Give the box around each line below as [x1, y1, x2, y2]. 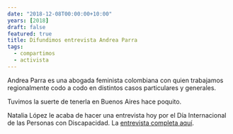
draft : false [7, 23, 46, 30]
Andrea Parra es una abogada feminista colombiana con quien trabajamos [7, 76, 224, 84]
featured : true [7, 30, 52, 38]
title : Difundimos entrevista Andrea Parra [7, 37, 138, 44]
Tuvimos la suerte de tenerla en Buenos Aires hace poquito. [7, 97, 182, 106]
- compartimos [13, 50, 55, 57]
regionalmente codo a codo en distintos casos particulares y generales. [7, 83, 217, 92]
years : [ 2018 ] [7, 17, 50, 24]
